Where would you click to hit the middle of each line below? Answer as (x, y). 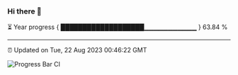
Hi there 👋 (25, 11)
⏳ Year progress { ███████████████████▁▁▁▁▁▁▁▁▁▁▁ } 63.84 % (118, 27)
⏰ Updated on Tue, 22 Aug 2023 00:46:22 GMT (77, 50)
